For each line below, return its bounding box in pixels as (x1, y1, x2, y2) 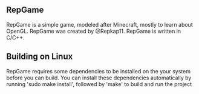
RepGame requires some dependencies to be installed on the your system (6, 67, 191, 75)
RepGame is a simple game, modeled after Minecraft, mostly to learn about (6, 21, 193, 28)
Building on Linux (6, 52, 73, 62)
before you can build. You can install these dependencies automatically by (6, 74, 192, 81)
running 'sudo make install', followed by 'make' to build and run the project (6, 80, 192, 87)
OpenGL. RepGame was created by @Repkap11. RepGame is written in (6, 27, 181, 35)
